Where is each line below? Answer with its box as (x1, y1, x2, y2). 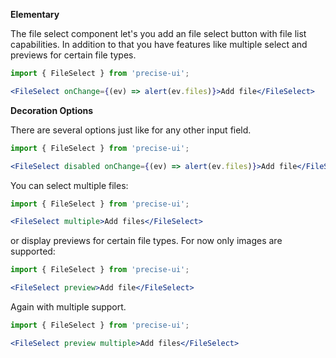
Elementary (10, 9, 60, 20)
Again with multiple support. (10, 301, 127, 313)
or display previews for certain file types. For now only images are (10, 235, 283, 247)
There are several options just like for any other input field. (10, 124, 252, 136)
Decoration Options (10, 104, 94, 116)
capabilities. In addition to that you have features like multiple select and (10, 39, 308, 50)
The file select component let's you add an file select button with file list (10, 28, 307, 39)
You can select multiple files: (10, 179, 129, 191)
